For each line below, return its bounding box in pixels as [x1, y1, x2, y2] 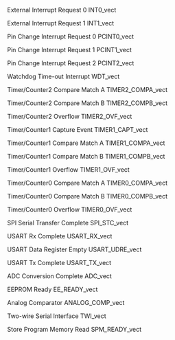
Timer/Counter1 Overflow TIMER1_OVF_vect [7, 166, 130, 174]
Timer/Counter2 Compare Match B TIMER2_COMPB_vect [7, 99, 168, 107]
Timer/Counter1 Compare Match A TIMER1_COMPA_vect [7, 139, 165, 147]
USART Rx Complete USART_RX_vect [7, 232, 113, 240]
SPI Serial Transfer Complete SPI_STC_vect [7, 219, 129, 227]
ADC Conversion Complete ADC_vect [7, 272, 112, 280]
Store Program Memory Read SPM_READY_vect [7, 326, 142, 333]
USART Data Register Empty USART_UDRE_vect [7, 245, 142, 253]
